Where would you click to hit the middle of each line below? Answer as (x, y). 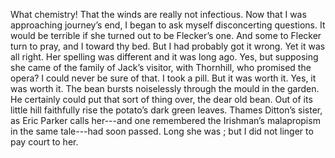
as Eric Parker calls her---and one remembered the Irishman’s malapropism (165, 120)
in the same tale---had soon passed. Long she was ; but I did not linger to (162, 131)
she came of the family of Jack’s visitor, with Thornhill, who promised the (161, 67)
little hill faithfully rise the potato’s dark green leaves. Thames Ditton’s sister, (166, 110)
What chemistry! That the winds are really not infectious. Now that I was (158, 14)
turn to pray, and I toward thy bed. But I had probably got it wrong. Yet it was (168, 46)
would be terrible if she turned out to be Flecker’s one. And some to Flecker (166, 35)
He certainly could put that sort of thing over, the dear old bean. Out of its (161, 99)
